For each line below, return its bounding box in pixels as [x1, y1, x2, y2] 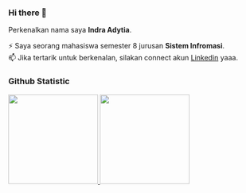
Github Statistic [8, 75, 70, 87]
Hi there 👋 [8, 7, 48, 18]
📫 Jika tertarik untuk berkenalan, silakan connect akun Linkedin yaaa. [8, 53, 239, 63]
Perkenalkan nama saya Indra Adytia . [8, 25, 132, 35]
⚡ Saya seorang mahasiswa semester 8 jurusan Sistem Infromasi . [8, 41, 225, 51]
